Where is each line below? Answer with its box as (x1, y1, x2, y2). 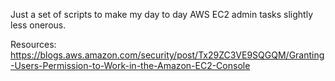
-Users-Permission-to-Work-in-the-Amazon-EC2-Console (10, 60, 251, 71)
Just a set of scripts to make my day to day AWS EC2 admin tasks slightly (10, 9, 314, 20)
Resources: (10, 39, 57, 50)
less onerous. (10, 19, 67, 31)
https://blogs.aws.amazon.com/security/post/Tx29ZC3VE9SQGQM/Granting (10, 49, 325, 61)
